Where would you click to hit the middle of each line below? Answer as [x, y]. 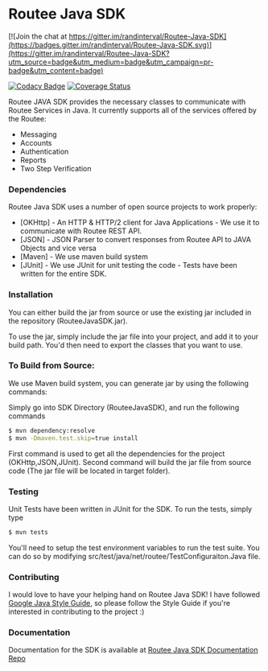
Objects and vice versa [58, 248]
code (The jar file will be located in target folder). [89, 471]
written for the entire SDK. [63, 274]
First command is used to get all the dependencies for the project [117, 453]
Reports [33, 160]
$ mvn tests [28, 532]
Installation [31, 294]
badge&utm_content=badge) [56, 70]
